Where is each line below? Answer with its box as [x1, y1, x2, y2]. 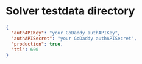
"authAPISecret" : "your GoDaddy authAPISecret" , [11, 35, 137, 42]
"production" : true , [11, 41, 63, 47]
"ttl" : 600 [11, 46, 39, 53]
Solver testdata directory [5, 4, 135, 18]
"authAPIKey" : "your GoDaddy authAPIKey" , [11, 30, 121, 36]
